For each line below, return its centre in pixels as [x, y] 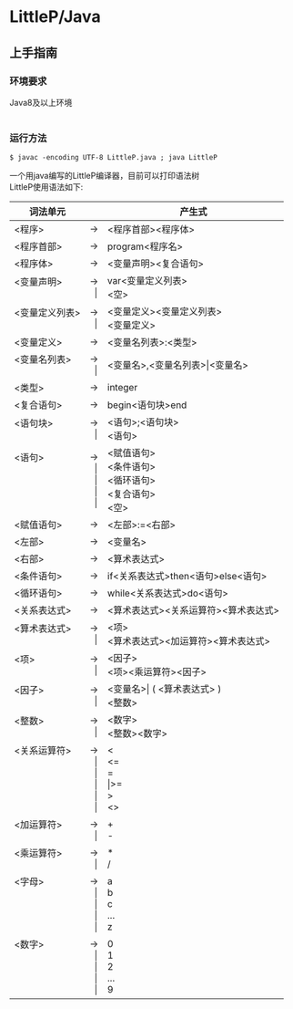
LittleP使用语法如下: [46, 187]
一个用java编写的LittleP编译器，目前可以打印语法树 [105, 176]
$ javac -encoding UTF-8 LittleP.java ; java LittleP [114, 158]
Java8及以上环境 [41, 102]
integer [123, 388]
